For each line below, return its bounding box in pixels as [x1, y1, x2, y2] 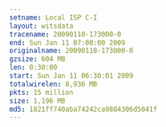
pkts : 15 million [9, 88, 74, 97]
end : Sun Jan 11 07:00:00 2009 [9, 38, 126, 47]
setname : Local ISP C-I [9, 13, 98, 22]
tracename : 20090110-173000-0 [9, 30, 122, 38]
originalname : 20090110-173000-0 [9, 47, 134, 55]
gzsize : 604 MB [9, 55, 66, 63]
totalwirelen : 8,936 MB [9, 80, 98, 89]
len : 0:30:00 [9, 63, 58, 72]
